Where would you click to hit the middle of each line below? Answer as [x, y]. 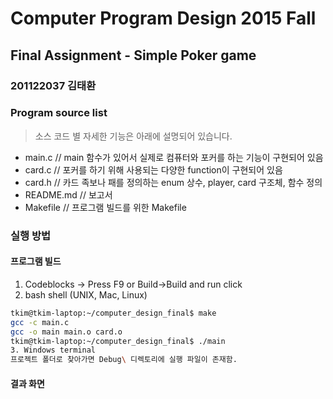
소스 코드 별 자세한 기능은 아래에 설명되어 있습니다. [133, 136]
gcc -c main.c [40, 322]
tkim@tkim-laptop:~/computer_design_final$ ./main [118, 341]
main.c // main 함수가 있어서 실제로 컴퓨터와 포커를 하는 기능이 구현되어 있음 [174, 157]
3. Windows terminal [53, 350]
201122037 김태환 [53, 85]
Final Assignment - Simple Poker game [133, 55]
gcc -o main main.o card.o [66, 332]
